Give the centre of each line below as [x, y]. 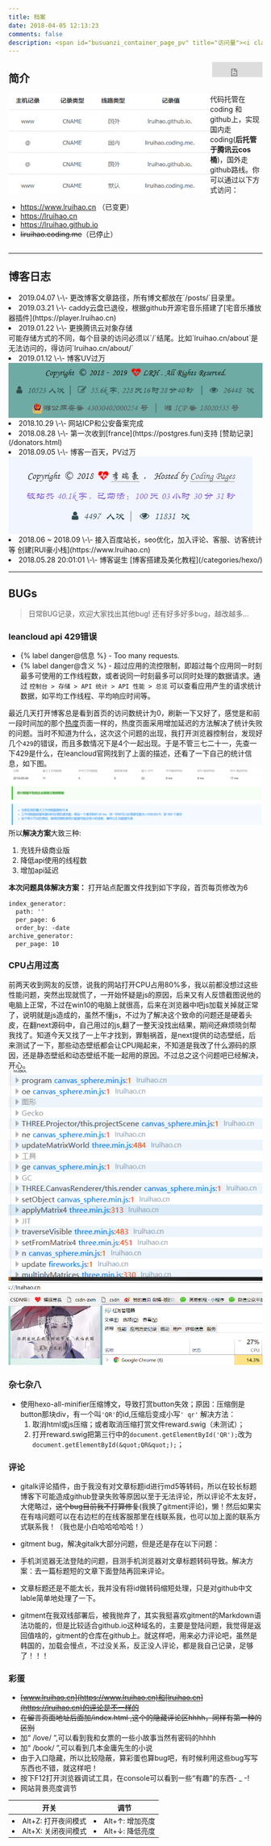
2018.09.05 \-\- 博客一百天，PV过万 [77, 452]
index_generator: [38, 903]
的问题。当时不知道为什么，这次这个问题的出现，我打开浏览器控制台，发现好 [135, 733]
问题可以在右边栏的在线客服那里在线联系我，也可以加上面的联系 [148, 1516]
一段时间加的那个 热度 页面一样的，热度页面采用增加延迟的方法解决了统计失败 [135, 723]
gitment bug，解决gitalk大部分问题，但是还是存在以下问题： [120, 1544]
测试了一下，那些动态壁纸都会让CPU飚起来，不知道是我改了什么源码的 [132, 1045]
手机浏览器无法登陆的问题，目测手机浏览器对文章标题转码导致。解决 [133, 1561]
